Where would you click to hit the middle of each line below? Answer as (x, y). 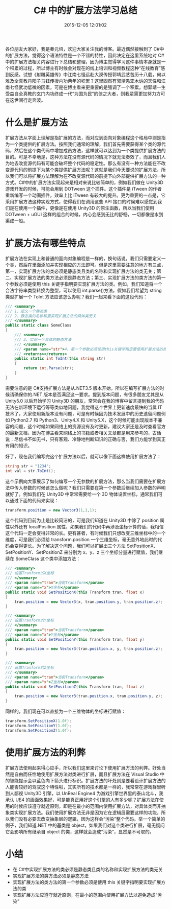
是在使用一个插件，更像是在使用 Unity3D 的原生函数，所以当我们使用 (82, 208)
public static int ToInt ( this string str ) (60, 359)
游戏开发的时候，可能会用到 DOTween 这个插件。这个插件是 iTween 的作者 (83, 189)
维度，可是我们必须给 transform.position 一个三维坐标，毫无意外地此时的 (81, 540)
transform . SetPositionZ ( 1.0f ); (38, 730)
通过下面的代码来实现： (34, 500)
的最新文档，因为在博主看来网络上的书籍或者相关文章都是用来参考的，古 (81, 433)
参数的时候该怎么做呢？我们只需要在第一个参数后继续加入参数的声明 (94, 487)
